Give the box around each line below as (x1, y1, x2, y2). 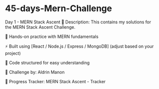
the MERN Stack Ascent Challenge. (5, 24, 75, 30)
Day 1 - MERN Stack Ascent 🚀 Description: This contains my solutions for (5, 19, 151, 25)
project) (5, 50, 21, 56)
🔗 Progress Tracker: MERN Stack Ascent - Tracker (5, 78, 106, 84)
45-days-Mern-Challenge (5, 3, 112, 14)
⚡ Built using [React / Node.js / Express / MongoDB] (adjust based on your (5, 43, 154, 49)
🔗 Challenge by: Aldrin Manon (5, 69, 65, 75)
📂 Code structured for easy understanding (5, 59, 90, 66)
